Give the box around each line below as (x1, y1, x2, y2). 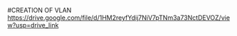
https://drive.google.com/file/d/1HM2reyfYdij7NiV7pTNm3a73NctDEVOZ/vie (7, 13, 230, 22)
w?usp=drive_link (7, 21, 59, 29)
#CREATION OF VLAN (7, 6, 72, 14)
